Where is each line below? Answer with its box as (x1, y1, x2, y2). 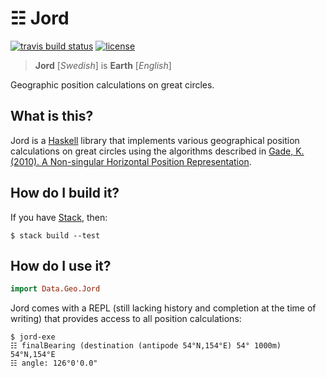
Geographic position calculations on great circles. (10, 78, 215, 91)
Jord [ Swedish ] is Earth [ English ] (34, 59, 172, 71)
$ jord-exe (10, 332, 56, 342)
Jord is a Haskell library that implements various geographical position (10, 134, 300, 146)
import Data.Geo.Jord (10, 284, 101, 294)
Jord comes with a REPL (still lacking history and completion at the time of (10, 302, 317, 314)
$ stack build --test (10, 230, 101, 241)
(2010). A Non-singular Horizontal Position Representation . (10, 155, 252, 167)
